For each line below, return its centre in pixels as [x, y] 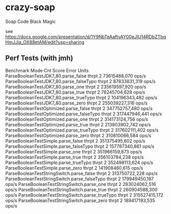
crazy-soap [30, 7]
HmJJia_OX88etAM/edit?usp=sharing [45, 42]
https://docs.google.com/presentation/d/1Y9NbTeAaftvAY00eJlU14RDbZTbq [86, 37]
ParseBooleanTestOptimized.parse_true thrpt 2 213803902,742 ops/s [78, 124]
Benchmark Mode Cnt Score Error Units [47, 70]
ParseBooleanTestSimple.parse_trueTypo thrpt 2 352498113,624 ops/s [79, 163]
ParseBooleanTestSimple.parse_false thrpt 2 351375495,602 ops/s [75, 141]
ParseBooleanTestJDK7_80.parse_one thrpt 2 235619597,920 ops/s [76, 87]
